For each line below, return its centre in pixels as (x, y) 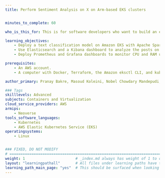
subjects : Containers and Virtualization (48, 100)
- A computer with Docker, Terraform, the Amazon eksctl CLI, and (83, 72)
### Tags (14, 90)
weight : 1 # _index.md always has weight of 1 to (81, 158)
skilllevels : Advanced (28, 95)
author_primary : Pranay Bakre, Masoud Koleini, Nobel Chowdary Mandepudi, (83, 81)
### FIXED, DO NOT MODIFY (31, 149)
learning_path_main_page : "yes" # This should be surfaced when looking (82, 168)
